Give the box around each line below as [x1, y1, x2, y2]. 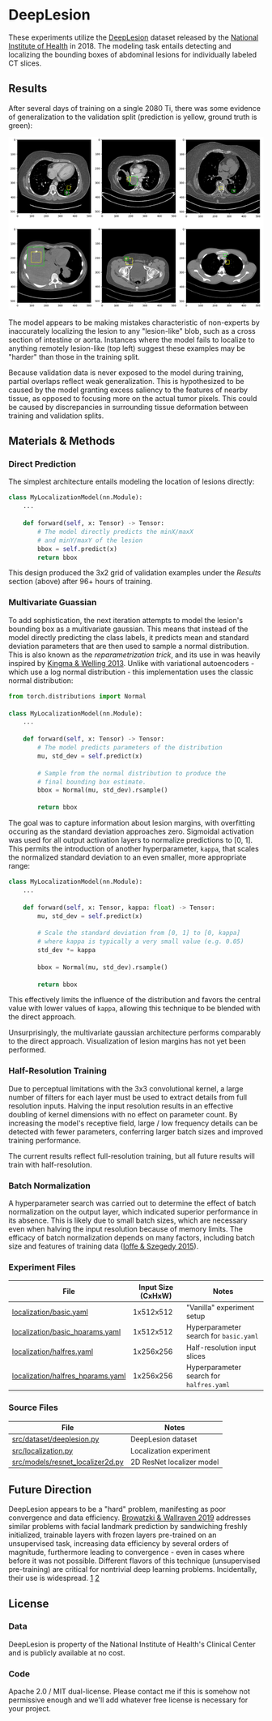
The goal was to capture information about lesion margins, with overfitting [8, 818, 256, 828]
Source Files [8, 1402, 58, 1413]
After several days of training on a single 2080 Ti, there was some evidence [8, 103, 261, 113]
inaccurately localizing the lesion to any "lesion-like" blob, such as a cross [8, 326, 257, 335]
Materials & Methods [8, 434, 116, 448]
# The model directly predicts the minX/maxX [37, 527, 194, 536]
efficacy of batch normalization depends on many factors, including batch [8, 1232, 255, 1242]
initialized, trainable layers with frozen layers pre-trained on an [8, 1530, 217, 1540]
